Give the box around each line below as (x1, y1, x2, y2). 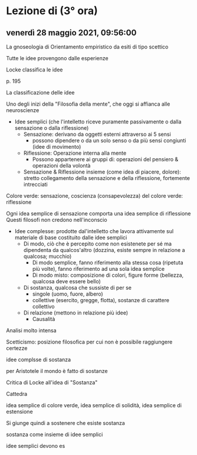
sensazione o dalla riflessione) (14, 125, 89, 131)
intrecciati (23, 181, 48, 188)
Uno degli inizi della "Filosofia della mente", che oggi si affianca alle (6, 100, 170, 107)
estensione (6, 408, 34, 415)
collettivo (32, 303, 55, 310)
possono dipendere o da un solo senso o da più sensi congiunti (32, 137, 186, 144)
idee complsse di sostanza (6, 356, 71, 363)
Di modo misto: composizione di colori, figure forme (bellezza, (32, 271, 184, 279)
